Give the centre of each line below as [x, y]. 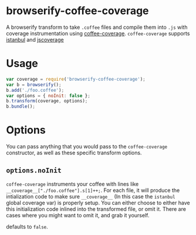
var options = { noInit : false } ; [48, 95]
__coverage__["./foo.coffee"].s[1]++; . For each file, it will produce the [93, 190]
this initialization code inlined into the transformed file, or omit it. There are [96, 209]
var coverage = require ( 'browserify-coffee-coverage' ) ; [76, 79]
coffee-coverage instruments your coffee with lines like [72, 184]
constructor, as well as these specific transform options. [74, 153]
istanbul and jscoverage [35, 39]
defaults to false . [27, 226]
